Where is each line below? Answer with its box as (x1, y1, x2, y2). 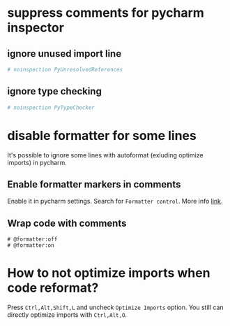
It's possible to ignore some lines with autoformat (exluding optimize (7, 150, 204, 159)
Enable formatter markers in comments (7, 178, 181, 190)
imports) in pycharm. (7, 158, 68, 166)
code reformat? (7, 280, 99, 296)
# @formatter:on (7, 242, 54, 249)
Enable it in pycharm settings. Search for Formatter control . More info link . (7, 197, 223, 206)
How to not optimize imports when (7, 265, 210, 281)
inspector (7, 20, 65, 36)
